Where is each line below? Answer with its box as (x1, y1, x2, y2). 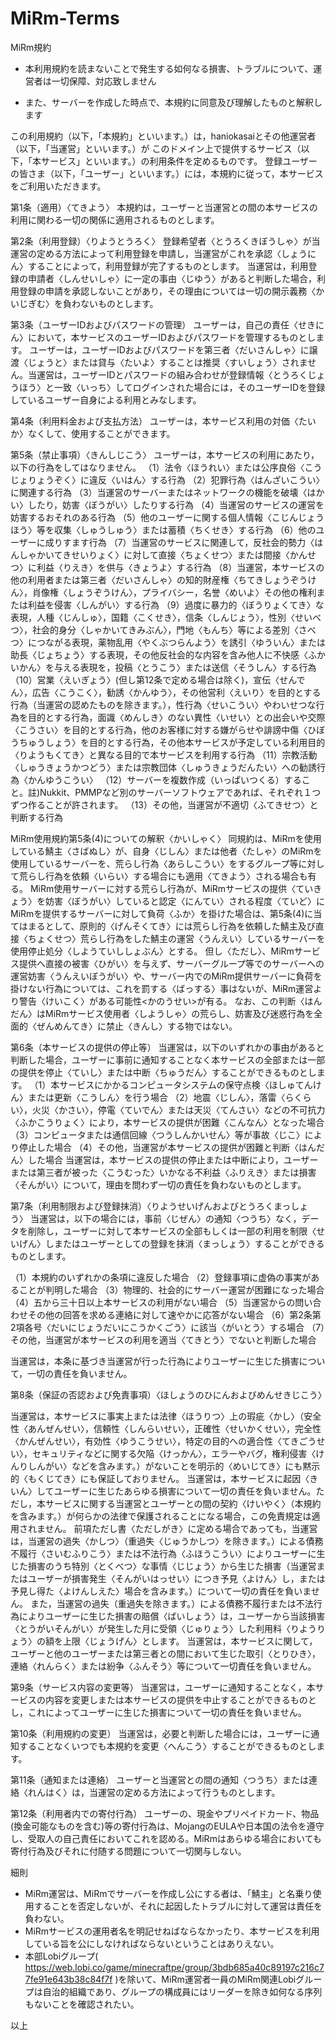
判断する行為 (10, 811, 63, 823)
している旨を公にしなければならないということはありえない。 (24, 1937, 280, 1949)
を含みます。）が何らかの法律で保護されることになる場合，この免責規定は (10, 1510, 312, 1522)
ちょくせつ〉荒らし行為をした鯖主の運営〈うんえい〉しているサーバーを (27, 932, 326, 944)
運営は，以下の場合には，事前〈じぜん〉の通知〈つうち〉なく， (38, 1212, 302, 1224)
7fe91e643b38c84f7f (24, 1973, 113, 1985)
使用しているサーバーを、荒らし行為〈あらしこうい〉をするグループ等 (10, 857, 299, 869)
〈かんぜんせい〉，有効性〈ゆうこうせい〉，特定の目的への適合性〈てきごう (10, 1435, 317, 1447)
